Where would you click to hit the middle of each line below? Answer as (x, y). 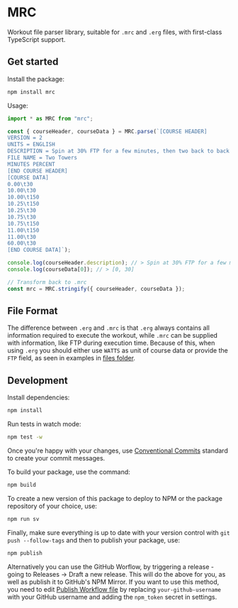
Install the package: (36, 79)
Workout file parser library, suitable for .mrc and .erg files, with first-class (115, 32)
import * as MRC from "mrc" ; (50, 118)
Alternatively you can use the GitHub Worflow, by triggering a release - (111, 566)
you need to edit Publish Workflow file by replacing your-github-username (114, 589)
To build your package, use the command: (69, 472)
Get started (33, 62)
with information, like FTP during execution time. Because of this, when (111, 343)
